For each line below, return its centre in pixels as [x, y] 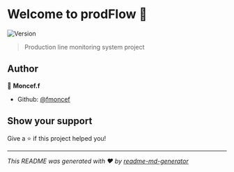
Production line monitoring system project [84, 47]
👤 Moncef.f [24, 86]
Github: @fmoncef [44, 99]
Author [23, 69]
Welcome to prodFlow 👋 [77, 14]
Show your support [50, 121]
